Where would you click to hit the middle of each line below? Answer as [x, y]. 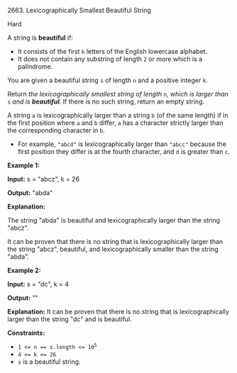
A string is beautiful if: [40, 38]
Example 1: [24, 165]
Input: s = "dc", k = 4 [38, 284]
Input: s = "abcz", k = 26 [44, 179]
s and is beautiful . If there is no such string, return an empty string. [106, 101]
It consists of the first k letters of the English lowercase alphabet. [112, 51]
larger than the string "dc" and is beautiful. [70, 319]
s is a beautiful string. [49, 362]
